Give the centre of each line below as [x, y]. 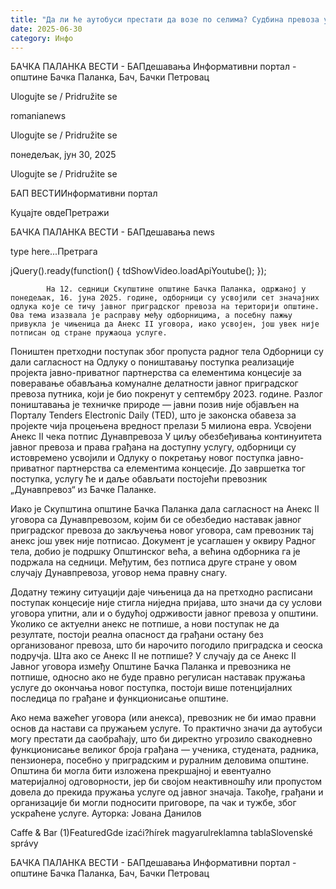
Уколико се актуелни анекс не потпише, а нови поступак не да [145, 624]
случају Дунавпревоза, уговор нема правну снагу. [119, 573]
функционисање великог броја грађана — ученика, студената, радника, [164, 750]
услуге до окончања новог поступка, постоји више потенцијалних [151, 688]
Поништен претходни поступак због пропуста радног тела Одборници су [167, 352]
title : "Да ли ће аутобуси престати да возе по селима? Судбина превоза [165, 19]
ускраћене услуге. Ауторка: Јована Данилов [106, 813]
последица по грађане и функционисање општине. [119, 698]
